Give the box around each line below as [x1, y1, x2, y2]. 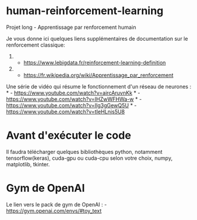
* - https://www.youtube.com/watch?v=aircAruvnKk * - [6, 89, 140, 96]
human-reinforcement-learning [6, 4, 164, 18]
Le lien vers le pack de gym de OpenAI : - [6, 201, 107, 208]
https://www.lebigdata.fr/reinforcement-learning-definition [23, 59, 166, 66]
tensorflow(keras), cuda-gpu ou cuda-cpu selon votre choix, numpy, [6, 155, 173, 162]
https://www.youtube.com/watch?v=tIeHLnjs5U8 [6, 108, 125, 115]
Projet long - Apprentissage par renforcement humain [6, 24, 137, 31]
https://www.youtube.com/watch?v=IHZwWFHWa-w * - [6, 96, 142, 103]
